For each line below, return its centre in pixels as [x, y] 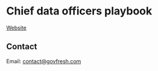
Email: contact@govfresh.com [44, 61]
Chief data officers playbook [79, 11]
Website [17, 28]
